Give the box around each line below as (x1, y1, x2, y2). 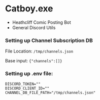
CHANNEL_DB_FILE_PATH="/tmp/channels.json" (5, 90, 96, 95)
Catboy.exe (5, 3, 53, 14)
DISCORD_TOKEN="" (5, 81, 41, 87)
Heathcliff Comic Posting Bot (12, 19, 71, 25)
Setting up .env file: (5, 70, 53, 77)
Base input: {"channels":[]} (5, 58, 63, 64)
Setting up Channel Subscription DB (5, 37, 93, 44)
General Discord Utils (12, 24, 56, 30)
